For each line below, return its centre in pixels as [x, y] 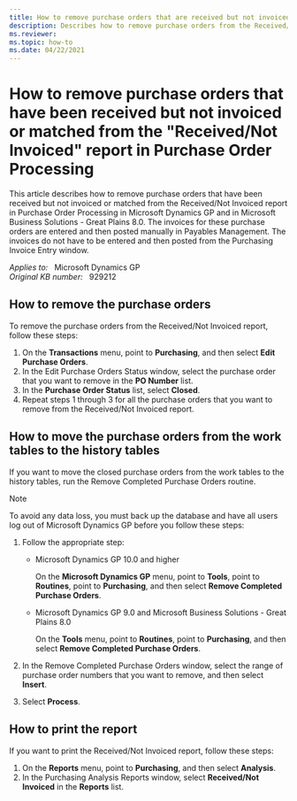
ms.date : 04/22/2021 [47, 50]
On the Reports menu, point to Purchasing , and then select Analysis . [149, 767]
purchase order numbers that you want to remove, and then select [143, 674]
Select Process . [51, 701]
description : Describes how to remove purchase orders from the [130, 26]
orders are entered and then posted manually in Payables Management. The [148, 232]
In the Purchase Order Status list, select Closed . [111, 389]
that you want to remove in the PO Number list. [107, 381]
